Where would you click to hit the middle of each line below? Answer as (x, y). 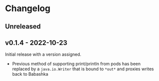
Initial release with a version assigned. (43, 54)
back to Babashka (30, 74)
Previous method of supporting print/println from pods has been (76, 64)
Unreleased (23, 26)
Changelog (28, 8)
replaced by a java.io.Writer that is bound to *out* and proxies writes (83, 69)
